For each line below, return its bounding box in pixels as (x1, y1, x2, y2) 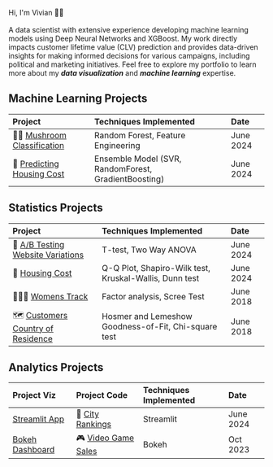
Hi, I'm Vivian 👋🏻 (8, 8, 64, 17)
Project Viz (12, 390, 57, 401)
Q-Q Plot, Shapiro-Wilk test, (101, 262, 211, 273)
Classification (12, 139, 65, 151)
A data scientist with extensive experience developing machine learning (8, 25, 249, 34)
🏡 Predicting (12, 158, 59, 169)
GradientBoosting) (94, 173, 165, 185)
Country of (12, 322, 54, 334)
